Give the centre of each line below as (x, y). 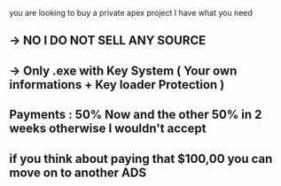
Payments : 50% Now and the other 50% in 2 (136, 115)
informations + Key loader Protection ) (117, 85)
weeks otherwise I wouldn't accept (108, 129)
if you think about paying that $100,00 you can (141, 159)
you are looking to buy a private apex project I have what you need (131, 13)
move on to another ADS (78, 172)
